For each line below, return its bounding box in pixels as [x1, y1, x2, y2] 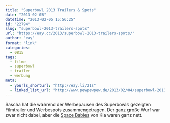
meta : [5, 78, 17, 83]
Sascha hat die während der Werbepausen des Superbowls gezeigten [5, 101, 151, 107]
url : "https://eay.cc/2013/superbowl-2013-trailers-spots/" [5, 31, 135, 36]
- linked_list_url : [10, 87, 51, 93]
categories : [5, 45, 30, 50]
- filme [10, 59, 26, 64]
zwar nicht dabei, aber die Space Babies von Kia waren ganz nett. [5, 112, 143, 118]
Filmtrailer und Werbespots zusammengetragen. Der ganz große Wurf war [5, 107, 160, 113]
